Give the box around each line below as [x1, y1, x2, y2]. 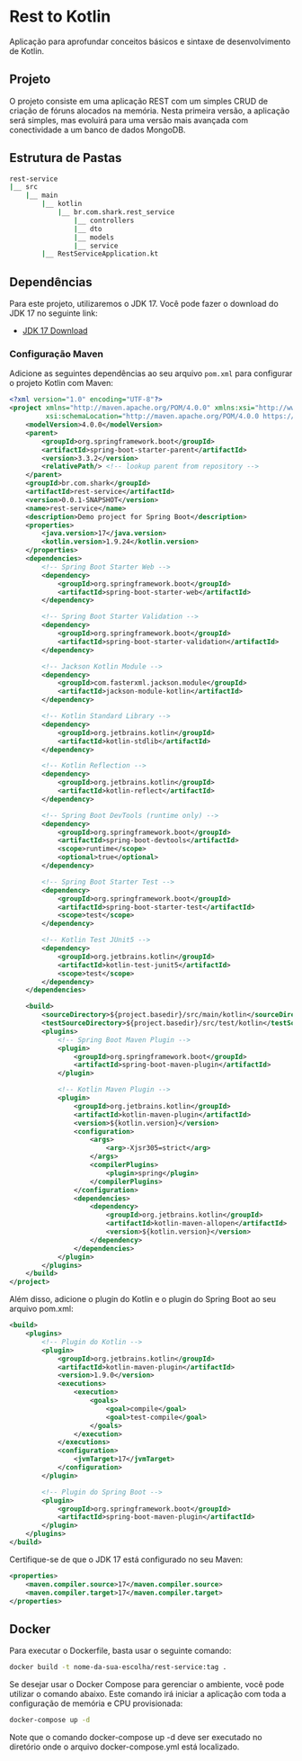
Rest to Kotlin [9, 6, 111, 27]
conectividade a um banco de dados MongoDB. [9, 124, 186, 135]
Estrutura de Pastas [9, 150, 122, 166]
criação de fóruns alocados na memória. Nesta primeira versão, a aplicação [9, 105, 290, 116]
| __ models [73, 232, 115, 242]
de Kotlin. [9, 45, 45, 56]
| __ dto [73, 224, 102, 233]
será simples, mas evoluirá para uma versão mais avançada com [9, 114, 249, 125]
